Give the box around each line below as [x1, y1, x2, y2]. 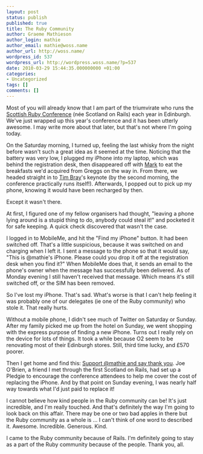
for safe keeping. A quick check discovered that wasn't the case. [6, 222, 168, 230]
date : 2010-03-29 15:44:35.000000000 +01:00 [6, 65, 120, 71]
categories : [6, 71, 36, 77]
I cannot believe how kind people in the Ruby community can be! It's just [6, 397, 187, 404]
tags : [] [6, 82, 28, 88]
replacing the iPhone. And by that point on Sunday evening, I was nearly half [6, 378, 197, 386]
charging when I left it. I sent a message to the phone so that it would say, [6, 247, 190, 255]
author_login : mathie [6, 37, 61, 43]
